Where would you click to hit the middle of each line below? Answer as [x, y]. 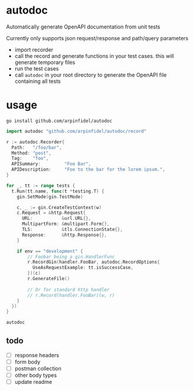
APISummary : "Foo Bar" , [51, 164]
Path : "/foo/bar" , [37, 148]
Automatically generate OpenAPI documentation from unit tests [83, 27]
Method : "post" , [31, 153]
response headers [37, 355]
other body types [36, 375]
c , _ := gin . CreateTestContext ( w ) [59, 207]
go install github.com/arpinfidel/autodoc [59, 121]
